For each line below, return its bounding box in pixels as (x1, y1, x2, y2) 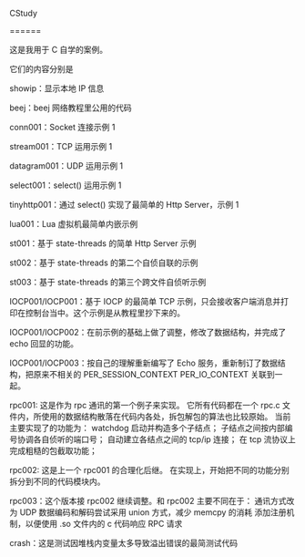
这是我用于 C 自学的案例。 (9, 45, 108, 55)
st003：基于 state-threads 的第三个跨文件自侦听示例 (9, 277, 207, 287)
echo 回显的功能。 (9, 338, 79, 349)
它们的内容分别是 (9, 64, 74, 74)
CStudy (9, 8, 38, 18)
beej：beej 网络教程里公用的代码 (9, 102, 132, 113)
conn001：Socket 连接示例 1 (9, 122, 116, 132)
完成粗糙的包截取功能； (9, 446, 97, 456)
